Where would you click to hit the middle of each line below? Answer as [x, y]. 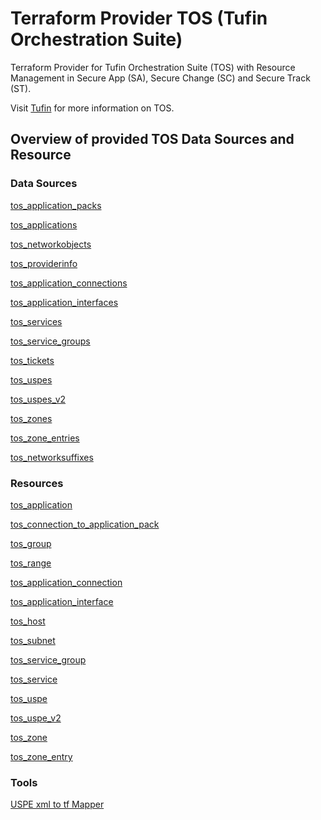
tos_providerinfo [44, 263]
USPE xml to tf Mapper [57, 804]
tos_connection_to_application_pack [85, 524]
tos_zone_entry [41, 756]
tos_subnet [33, 640]
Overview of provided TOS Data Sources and [152, 139]
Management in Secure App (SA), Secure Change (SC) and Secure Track [160, 78]
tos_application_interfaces [64, 302]
